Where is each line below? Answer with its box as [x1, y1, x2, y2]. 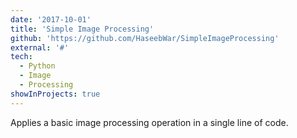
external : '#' [10, 42, 70, 53]
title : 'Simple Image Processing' [10, 24, 155, 34]
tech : [10, 52, 33, 62]
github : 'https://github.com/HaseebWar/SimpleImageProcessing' [10, 33, 280, 43]
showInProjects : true [10, 89, 101, 99]
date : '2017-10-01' [10, 14, 92, 25]
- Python [19, 61, 56, 71]
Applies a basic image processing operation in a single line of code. [10, 116, 289, 128]
